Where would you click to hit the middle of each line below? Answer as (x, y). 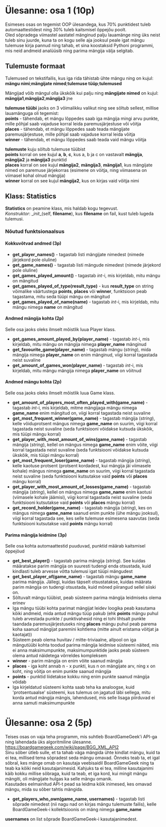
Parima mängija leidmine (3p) (36, 535)
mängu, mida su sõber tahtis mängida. (44, 789)
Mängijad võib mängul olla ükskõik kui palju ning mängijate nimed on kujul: (82, 93)
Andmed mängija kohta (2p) (34, 318)
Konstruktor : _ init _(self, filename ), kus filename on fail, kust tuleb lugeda (80, 214)
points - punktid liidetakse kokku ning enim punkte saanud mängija (81, 677)
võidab (19, 682)
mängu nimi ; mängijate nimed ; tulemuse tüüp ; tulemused (64, 83)
